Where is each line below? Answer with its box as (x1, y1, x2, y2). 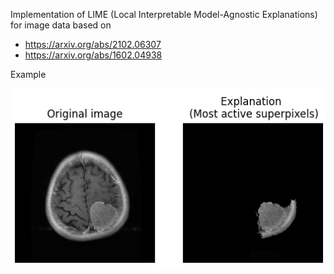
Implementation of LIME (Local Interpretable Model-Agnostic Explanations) (10, 9, 318, 20)
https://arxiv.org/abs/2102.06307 (24, 39, 162, 50)
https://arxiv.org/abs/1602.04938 (24, 49, 163, 61)
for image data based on (10, 19, 112, 31)
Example (10, 69, 47, 80)
